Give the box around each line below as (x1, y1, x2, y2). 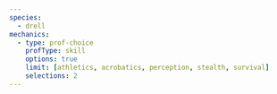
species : (9, 13, 42, 22)
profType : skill (25, 47, 87, 56)
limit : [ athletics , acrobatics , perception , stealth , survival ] (25, 64, 270, 73)
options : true (25, 55, 78, 64)
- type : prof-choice (17, 38, 94, 47)
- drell (17, 21, 46, 30)
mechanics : (9, 30, 50, 38)
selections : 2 (25, 72, 78, 81)
